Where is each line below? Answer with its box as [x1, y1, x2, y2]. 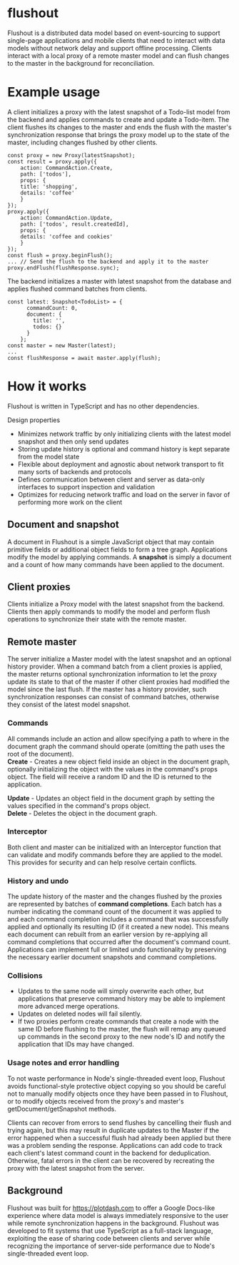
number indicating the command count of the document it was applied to [7, 907, 222, 916]
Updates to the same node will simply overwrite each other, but [17, 987, 204, 996]
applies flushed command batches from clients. [7, 284, 148, 293]
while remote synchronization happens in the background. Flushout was [7, 1219, 220, 1227]
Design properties [7, 416, 61, 424]
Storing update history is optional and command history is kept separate [17, 444, 230, 453]
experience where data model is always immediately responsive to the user [7, 1211, 229, 1219]
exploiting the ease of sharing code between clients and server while [7, 1234, 210, 1242]
